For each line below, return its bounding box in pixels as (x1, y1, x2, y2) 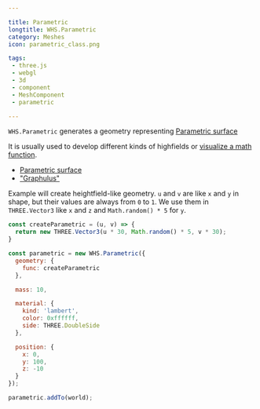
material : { (15, 300, 55, 308)
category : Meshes (8, 33, 65, 41)
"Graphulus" (19, 173, 60, 183)
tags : (8, 54, 26, 63)
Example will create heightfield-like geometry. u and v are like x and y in (8, 189, 240, 199)
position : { (15, 343, 55, 351)
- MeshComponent (11, 91, 65, 99)
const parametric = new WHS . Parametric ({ (8, 250, 146, 257)
